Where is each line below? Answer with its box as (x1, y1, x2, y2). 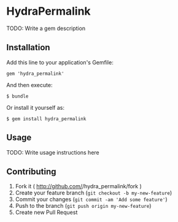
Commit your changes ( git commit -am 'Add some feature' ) (15, 196, 168, 203)
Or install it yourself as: (6, 104, 64, 111)
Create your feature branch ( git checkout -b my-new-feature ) (15, 189, 172, 197)
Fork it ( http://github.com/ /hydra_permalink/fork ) (15, 183, 142, 190)
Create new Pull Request (15, 209, 78, 216)
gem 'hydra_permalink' (6, 71, 64, 77)
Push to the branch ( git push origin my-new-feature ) (15, 202, 152, 210)
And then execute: (6, 81, 53, 88)
